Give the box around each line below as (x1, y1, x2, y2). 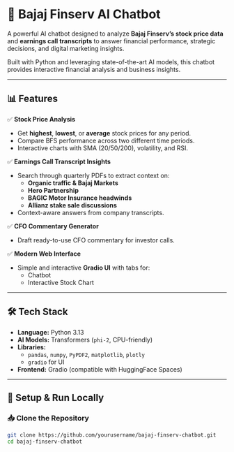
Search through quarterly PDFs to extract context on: (17, 171, 170, 180)
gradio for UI (27, 358, 65, 366)
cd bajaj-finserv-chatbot (7, 438, 82, 446)
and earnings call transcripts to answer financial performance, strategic (7, 36, 216, 45)
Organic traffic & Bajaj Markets (27, 178, 118, 187)
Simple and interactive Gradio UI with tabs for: (17, 263, 150, 272)
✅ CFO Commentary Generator (7, 221, 99, 230)
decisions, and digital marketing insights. (7, 44, 125, 52)
